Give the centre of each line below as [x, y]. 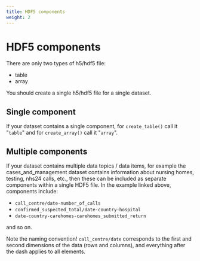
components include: [32, 192]
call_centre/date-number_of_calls [58, 204]
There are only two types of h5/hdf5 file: [56, 63]
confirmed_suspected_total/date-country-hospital [78, 210]
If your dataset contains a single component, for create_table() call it [92, 126]
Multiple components [47, 151]
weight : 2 [19, 17]
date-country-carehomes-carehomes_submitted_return [80, 216]
